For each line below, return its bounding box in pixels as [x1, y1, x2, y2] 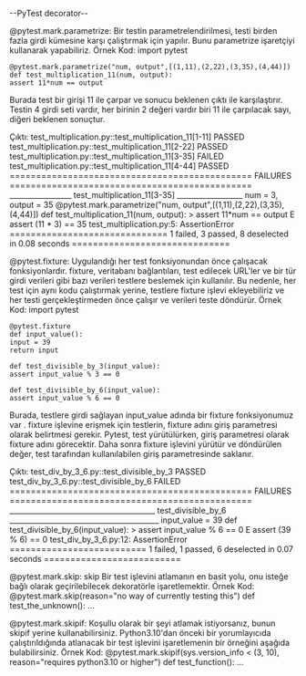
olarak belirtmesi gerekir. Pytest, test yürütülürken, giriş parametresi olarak [9, 429, 290, 440]
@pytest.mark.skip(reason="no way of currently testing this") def [9, 590, 256, 601]
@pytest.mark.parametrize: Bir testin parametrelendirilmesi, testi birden [9, 26, 278, 36]
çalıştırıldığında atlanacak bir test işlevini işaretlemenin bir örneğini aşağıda [9, 638, 290, 648]
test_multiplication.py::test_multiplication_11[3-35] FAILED [9, 151, 225, 161]
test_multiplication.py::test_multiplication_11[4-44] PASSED [9, 161, 229, 172]
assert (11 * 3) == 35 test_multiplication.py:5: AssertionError [9, 219, 235, 229]
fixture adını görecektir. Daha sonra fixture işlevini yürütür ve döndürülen [9, 439, 282, 450]
